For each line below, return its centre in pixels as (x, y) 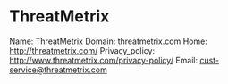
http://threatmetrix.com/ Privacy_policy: (82, 50)
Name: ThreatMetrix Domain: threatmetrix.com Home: (108, 41)
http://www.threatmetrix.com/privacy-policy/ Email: (104, 60)
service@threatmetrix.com (58, 70)
